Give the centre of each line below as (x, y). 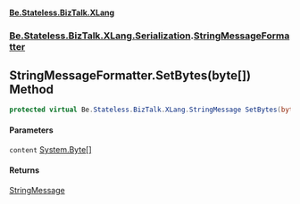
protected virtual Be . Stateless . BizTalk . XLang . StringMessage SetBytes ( (145, 110)
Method (32, 89)
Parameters (31, 130)
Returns (25, 170)
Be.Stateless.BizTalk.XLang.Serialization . (102, 36)
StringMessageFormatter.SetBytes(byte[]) (130, 75)
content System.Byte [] (50, 150)
